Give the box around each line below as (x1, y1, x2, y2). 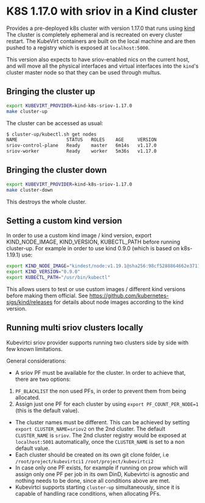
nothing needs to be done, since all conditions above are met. (15, 477, 171, 484)
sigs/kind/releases (6, 299, 53, 306)
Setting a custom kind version (6, 215, 123, 226)
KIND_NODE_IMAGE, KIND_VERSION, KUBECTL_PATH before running (6, 238, 181, 245)
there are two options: (15, 375, 71, 383)
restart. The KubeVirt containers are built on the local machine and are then (6, 37, 196, 45)
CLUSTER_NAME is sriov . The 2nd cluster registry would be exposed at (15, 432, 187, 439)
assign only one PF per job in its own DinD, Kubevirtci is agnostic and (15, 470, 189, 477)
